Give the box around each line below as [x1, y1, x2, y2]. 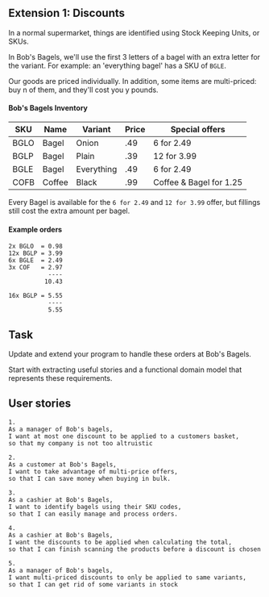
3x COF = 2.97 [8, 264, 63, 272]
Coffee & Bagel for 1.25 [152, 177, 243, 188]
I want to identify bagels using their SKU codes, [8, 503, 182, 511]
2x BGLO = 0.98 [8, 242, 63, 251]
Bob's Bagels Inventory [8, 103, 89, 113]
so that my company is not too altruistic [8, 439, 153, 447]
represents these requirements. [8, 374, 113, 383]
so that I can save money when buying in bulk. [8, 474, 172, 482]
